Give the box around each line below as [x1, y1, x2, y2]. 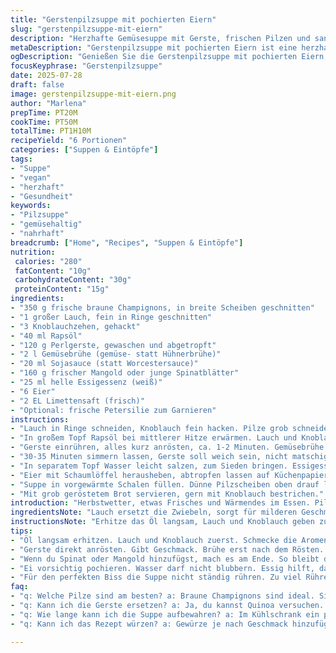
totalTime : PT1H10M [10, 126, 92, 136]
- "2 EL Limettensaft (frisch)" [10, 396, 145, 406]
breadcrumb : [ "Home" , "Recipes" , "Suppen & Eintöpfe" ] [10, 237, 244, 248]
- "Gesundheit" [10, 191, 74, 201]
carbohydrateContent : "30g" [14, 275, 132, 285]
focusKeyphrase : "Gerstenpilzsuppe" [10, 61, 163, 71]
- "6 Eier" [10, 386, 56, 396]
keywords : [10, 201, 52, 211]
